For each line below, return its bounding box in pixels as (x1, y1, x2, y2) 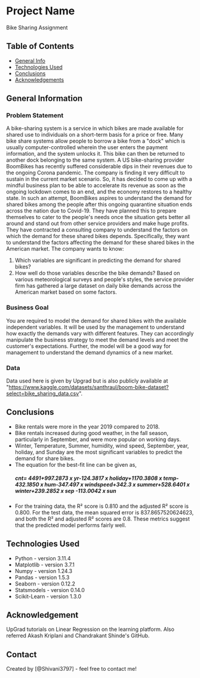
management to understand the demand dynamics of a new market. (6, 349, 174, 356)
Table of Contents (6, 41, 75, 51)
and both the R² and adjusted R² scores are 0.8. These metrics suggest (14, 515, 190, 522)
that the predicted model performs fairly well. (14, 521, 127, 529)
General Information (6, 94, 83, 104)
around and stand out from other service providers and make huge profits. (6, 220, 189, 227)
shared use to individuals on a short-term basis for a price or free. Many (6, 131, 183, 138)
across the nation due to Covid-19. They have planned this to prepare (6, 207, 177, 214)
